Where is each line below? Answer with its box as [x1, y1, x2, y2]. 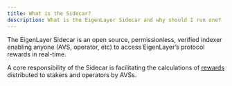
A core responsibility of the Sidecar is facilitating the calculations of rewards [7, 63, 225, 72]
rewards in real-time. [7, 50, 67, 58]
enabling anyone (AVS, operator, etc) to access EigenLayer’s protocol [7, 43, 205, 51]
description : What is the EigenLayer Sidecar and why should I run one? [7, 17, 222, 23]
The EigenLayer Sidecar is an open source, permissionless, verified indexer [7, 35, 223, 43]
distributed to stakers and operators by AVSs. [7, 70, 137, 79]
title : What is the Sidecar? [7, 10, 91, 17]
